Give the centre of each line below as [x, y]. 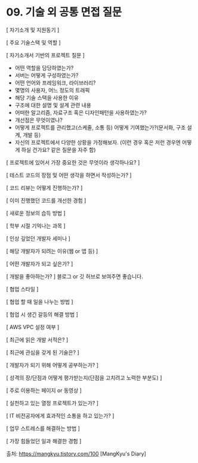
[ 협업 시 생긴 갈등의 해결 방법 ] [42, 314]
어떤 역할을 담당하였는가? [44, 68]
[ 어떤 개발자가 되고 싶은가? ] [40, 263]
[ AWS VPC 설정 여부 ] [33, 327]
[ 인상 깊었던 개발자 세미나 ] [38, 238]
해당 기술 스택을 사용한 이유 [47, 97]
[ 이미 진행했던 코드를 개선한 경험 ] [46, 200]
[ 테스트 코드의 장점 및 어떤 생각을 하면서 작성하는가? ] [69, 175]
